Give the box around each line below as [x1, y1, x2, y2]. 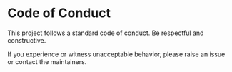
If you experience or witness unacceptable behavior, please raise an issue [7, 50, 226, 58]
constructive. [7, 36, 46, 44]
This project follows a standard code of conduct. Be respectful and [7, 29, 204, 37]
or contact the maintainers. [7, 57, 87, 66]
